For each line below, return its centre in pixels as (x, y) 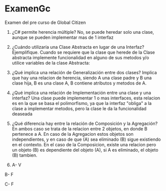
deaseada (22, 114)
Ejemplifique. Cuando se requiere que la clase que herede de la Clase (83, 52)
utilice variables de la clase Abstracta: (51, 63)
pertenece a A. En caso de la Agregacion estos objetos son (73, 134)
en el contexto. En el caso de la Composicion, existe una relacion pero (84, 144)
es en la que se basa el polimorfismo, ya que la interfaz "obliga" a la (82, 103)
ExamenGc (28, 9)
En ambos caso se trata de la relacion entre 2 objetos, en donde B (80, 129)
